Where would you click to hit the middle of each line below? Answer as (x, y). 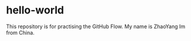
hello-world (35, 10)
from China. (20, 32)
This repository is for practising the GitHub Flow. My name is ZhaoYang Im (96, 26)
